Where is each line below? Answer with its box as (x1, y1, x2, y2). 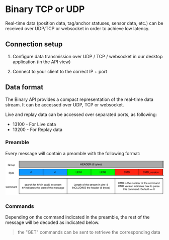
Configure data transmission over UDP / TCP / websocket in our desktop (12, 53, 163, 59)
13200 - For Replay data (12, 127, 63, 133)
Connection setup (5, 40, 63, 49)
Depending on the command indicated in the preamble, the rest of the (5, 214, 150, 220)
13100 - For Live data (12, 121, 56, 127)
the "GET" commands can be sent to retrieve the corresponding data (17, 229, 161, 235)
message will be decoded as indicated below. (5, 219, 100, 225)
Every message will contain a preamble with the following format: (5, 150, 141, 156)
